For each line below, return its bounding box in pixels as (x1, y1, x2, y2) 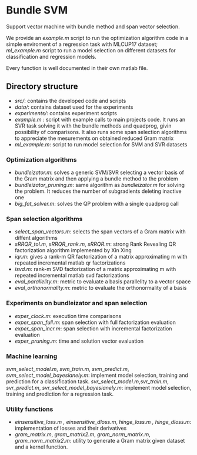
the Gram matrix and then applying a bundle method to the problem (14, 175, 178, 182)
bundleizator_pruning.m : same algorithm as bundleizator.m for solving (14, 182, 185, 189)
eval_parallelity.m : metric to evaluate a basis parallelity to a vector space (14, 278, 191, 285)
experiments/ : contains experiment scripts (14, 109, 118, 116)
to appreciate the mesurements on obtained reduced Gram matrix (14, 135, 174, 142)
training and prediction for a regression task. (6, 390, 114, 397)
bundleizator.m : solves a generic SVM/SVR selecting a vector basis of (14, 169, 184, 176)
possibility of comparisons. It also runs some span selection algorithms (14, 128, 187, 135)
